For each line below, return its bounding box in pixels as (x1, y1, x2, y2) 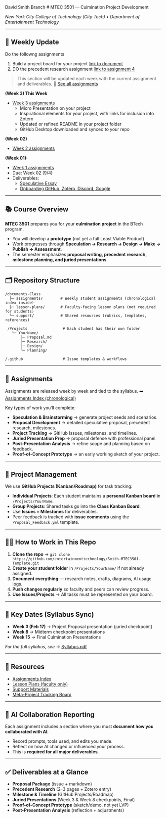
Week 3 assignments (12, 100, 55, 106)
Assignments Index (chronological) (5, 395, 76, 401)
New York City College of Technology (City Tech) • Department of (5, 14, 140, 19)
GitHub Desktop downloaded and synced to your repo (19, 126, 130, 132)
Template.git (12, 561, 40, 566)
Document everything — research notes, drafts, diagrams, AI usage (12, 576, 152, 582)
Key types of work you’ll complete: (5, 405, 76, 411)
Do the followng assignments (5, 51, 65, 57)
